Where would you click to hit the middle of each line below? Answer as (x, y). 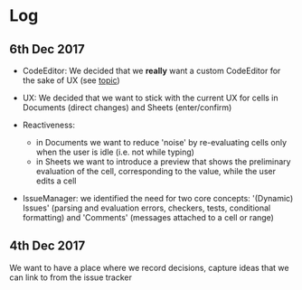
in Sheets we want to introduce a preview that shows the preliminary (163, 162)
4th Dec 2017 (47, 246)
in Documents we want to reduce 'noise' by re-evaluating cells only (161, 142)
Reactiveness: (48, 125)
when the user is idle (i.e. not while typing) (115, 152)
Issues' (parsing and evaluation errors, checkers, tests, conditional (146, 208)
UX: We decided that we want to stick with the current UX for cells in (150, 98)
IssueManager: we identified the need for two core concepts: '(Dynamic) (158, 198)
